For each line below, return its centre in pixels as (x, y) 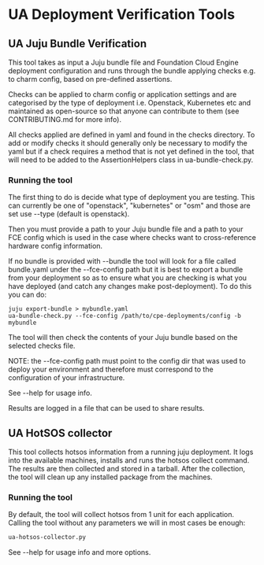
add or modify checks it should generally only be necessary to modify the (128, 143)
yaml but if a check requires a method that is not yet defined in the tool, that (131, 151)
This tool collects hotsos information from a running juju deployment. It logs (131, 452)
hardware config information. (56, 246)
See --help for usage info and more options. (80, 552)
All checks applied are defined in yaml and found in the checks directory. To (132, 135)
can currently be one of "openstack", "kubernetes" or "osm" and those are (129, 205)
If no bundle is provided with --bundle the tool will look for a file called (122, 261)
